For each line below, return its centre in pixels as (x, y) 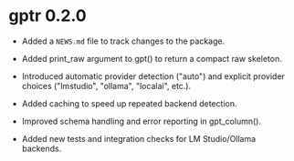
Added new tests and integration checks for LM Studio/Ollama (139, 138)
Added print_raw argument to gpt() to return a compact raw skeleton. (152, 58)
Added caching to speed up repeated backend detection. (130, 103)
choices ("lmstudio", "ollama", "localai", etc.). (106, 86)
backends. (42, 148)
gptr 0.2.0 (48, 16)
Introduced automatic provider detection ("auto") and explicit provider (153, 76)
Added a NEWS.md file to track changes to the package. (123, 41)
